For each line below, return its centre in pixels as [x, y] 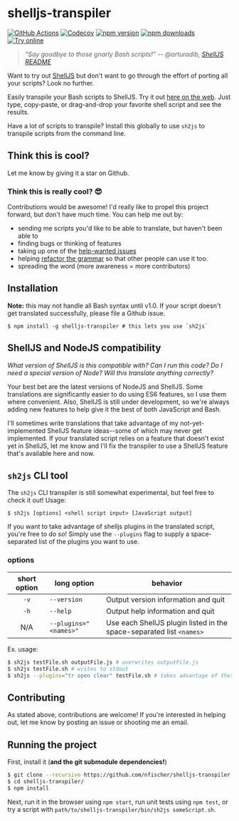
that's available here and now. [51, 453]
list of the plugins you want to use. [89, 542]
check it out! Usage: [37, 501]
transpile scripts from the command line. [67, 133]
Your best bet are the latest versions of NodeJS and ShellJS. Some [105, 387]
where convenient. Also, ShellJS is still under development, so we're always [118, 402]
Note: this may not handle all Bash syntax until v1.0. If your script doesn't [114, 305]
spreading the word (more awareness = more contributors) [104, 266]
